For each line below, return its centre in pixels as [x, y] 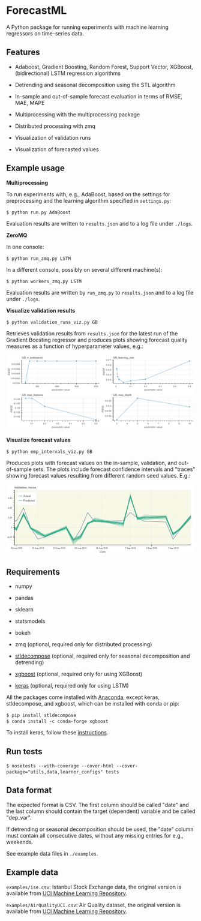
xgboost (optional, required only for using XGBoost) [79, 674]
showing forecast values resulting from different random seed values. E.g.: [98, 476]
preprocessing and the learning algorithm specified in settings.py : [89, 200]
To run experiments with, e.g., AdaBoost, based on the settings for [88, 194]
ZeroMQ [17, 235]
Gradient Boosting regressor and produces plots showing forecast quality [97, 340]
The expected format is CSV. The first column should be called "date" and [97, 805]
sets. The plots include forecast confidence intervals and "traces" [114, 469]
